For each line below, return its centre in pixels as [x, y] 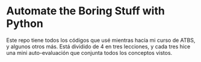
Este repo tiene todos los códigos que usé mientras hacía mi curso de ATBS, [101, 40]
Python [25, 24]
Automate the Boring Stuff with [86, 11]
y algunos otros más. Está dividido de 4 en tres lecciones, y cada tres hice [98, 46]
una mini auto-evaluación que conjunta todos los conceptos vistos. [89, 52]
